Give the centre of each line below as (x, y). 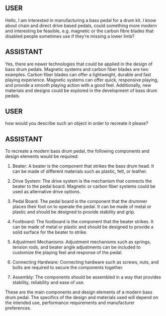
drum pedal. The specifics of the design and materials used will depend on (82, 298)
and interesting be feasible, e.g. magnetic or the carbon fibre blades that (80, 31)
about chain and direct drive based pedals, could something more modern (81, 25)
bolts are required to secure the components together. (68, 268)
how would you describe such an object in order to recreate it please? (77, 123)
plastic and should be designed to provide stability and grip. (74, 212)
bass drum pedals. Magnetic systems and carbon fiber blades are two (77, 69)
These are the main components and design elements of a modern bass (79, 292)
